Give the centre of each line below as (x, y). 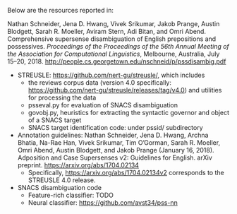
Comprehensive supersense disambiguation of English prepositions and (112, 39)
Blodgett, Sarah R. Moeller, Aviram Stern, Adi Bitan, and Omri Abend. (107, 31)
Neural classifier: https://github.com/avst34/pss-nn (103, 203)
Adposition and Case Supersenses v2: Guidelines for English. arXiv (115, 157)
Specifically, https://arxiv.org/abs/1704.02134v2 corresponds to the (126, 173)
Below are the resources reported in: (61, 10)
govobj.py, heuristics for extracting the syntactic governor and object (129, 113)
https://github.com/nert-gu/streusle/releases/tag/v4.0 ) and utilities (125, 90)
